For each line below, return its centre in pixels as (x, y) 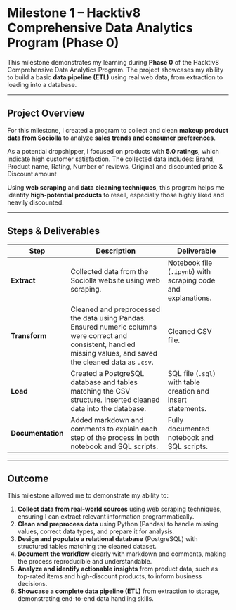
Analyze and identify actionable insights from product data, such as (118, 569)
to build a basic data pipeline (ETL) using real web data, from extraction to (115, 77)
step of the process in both (115, 437)
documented (189, 429)
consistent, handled (103, 344)
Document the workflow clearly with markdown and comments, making (122, 554)
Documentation (38, 433)
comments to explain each (114, 429)
